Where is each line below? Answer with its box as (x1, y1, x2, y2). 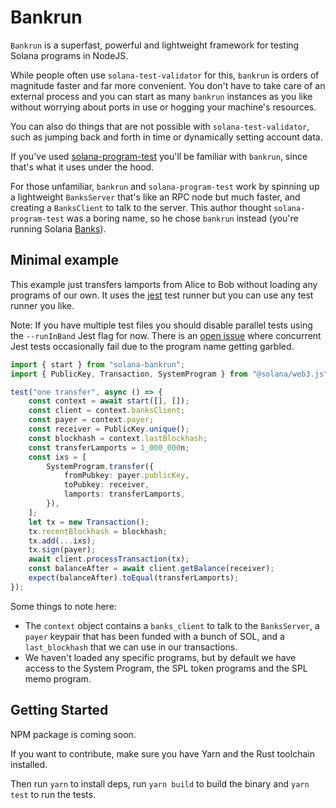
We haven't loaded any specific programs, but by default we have (24, 651, 297, 663)
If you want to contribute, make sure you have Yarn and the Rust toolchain (10, 747, 315, 760)
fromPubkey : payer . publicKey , (63, 471, 190, 481)
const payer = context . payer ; (28, 415, 155, 425)
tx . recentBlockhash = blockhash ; (28, 526, 168, 536)
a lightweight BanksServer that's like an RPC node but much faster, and (10, 191, 301, 203)
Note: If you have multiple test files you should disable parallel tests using (10, 319, 313, 331)
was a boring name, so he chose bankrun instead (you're (66, 212, 299, 224)
